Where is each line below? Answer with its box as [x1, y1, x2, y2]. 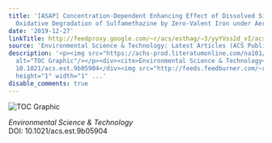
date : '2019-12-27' [8, 27, 74, 35]
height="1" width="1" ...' [15, 72, 107, 80]
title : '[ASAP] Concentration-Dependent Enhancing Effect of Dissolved [8, 11, 255, 20]
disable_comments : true [8, 79, 89, 87]
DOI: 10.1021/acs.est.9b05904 [8, 126, 108, 136]
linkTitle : [8, 34, 45, 43]
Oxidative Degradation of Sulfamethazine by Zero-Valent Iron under [15, 19, 252, 27]
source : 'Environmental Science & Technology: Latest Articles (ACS [8, 42, 244, 50]
